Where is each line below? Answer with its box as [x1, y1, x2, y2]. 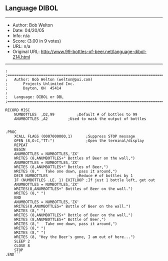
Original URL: [12, 48, 40, 54]
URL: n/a [12, 43, 31, 49]
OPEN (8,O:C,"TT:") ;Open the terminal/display [14, 138, 144, 143]
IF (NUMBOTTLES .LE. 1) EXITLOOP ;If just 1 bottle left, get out [14, 177, 155, 182]
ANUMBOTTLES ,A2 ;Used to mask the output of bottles [14, 116, 146, 121]
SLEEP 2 [14, 238, 30, 244]
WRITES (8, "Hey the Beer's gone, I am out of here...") [14, 234, 135, 239]
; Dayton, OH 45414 [5, 85, 61, 90]
